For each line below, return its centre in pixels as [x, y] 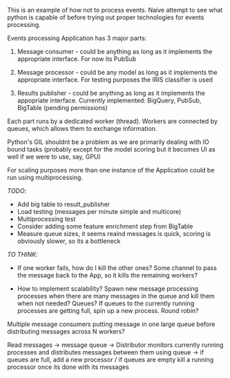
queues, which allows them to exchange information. [82, 128]
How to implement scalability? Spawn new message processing [108, 289]
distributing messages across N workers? [66, 331]
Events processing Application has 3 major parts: [77, 38]
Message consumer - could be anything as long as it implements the [115, 52]
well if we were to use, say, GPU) [54, 156]
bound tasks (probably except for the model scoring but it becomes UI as [111, 149]
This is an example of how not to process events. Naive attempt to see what [115, 10]
